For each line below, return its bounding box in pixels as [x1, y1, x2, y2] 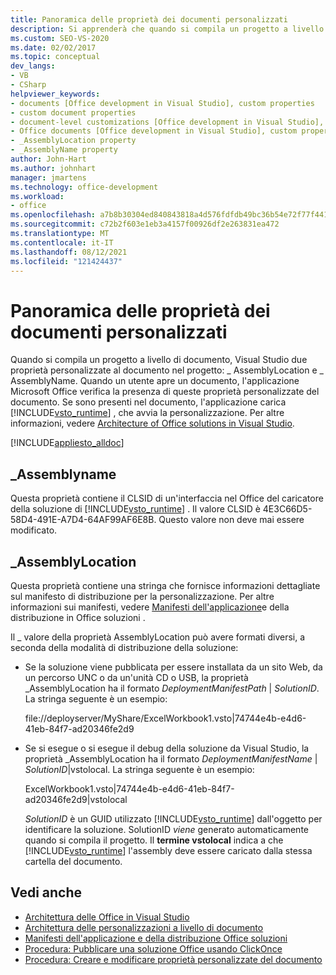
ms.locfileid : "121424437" [10, 256, 123, 266]
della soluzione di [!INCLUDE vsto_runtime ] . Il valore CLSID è [10, 503, 261, 515]
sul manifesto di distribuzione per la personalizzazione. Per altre [10, 590, 275, 602]
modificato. [10, 524, 58, 536]
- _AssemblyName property [10, 145, 118, 155]
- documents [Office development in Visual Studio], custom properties [10, 98, 315, 108]
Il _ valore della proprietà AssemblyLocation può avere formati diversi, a [10, 631, 306, 643]
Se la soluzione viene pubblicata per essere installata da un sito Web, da [24, 661, 323, 673]
